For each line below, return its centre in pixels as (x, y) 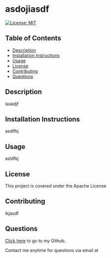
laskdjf (12, 104)
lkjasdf (12, 213)
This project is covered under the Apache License (56, 186)
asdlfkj (12, 131)
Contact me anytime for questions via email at (52, 250)
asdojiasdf (27, 9)
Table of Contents (33, 38)
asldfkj (12, 158)
